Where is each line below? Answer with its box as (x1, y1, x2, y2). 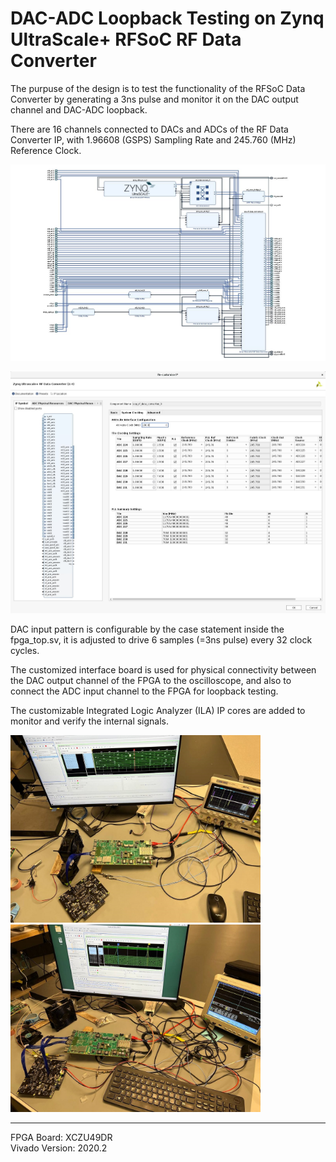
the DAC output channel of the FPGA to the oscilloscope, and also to (10, 674, 292, 686)
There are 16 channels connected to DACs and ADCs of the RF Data (10, 123, 289, 135)
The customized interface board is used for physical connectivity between (10, 663, 317, 676)
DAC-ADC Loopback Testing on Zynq (10, 7, 325, 30)
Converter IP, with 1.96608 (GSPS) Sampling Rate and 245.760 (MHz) (10, 133, 297, 146)
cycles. (10, 644, 40, 656)
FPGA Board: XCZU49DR (10, 1131, 113, 1143)
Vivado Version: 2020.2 (10, 1142, 108, 1154)
